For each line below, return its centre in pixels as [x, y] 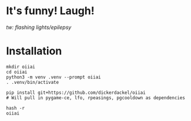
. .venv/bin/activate [33, 82]
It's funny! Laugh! [51, 11]
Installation [34, 51]
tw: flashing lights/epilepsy [39, 27]
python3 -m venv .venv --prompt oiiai [53, 77]
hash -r [16, 108]
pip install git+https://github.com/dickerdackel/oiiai [76, 93]
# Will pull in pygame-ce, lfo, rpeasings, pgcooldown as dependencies [95, 98]
